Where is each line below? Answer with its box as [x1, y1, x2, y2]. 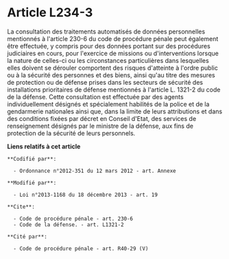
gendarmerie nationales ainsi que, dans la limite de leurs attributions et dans [7, 107, 223, 115]
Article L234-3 [7, 5, 93, 21]
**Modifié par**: [7, 179, 57, 186]
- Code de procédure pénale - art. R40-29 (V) [13, 245, 149, 252]
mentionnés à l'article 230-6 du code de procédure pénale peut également [7, 34, 219, 42]
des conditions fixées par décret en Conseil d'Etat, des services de [7, 114, 197, 122]
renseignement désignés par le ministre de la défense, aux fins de [7, 122, 194, 130]
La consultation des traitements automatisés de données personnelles [7, 27, 206, 36]
